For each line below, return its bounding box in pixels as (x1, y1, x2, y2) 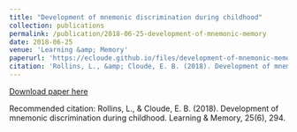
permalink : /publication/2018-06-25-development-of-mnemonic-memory (9, 29, 267, 38)
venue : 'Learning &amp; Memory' (9, 46, 128, 55)
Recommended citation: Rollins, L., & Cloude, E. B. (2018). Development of (9, 103, 279, 114)
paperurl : (9, 54, 46, 62)
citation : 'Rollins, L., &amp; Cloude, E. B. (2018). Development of (9, 62, 271, 71)
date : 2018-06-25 (9, 37, 73, 47)
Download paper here (9, 85, 88, 97)
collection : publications (9, 21, 104, 30)
